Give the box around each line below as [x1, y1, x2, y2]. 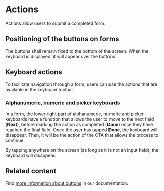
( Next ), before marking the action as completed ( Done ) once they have [5, 121, 153, 127]
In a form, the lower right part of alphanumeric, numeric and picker [5, 111, 144, 117]
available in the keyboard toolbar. [5, 86, 74, 92]
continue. [5, 137, 25, 143]
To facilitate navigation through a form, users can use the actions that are [5, 81, 158, 87]
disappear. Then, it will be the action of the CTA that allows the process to [5, 132, 159, 138]
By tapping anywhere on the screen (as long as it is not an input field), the [5, 147, 159, 153]
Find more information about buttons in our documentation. [5, 180, 129, 186]
